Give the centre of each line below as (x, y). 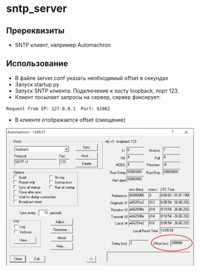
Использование (37, 64)
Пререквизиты (35, 31)
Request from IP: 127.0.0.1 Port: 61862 (58, 109)
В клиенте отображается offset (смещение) (70, 120)
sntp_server (37, 9)
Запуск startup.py (37, 84)
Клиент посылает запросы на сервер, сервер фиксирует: (87, 97)
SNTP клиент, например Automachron (63, 45)
